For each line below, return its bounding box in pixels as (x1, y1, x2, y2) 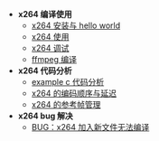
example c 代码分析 (31, 77, 105, 87)
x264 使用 (31, 32, 70, 42)
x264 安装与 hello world (31, 20, 120, 31)
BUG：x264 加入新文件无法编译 (31, 122, 150, 132)
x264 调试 (31, 42, 70, 53)
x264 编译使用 (17, 9, 72, 19)
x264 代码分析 (17, 65, 72, 76)
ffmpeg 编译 (31, 54, 77, 64)
